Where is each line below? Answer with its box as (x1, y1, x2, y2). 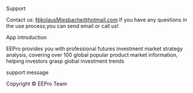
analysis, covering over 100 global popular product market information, (6, 51, 178, 58)
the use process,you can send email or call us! (6, 23, 119, 29)
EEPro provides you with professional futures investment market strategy (6, 45, 184, 52)
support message (6, 69, 49, 75)
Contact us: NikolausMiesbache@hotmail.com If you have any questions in (6, 16, 187, 23)
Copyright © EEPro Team (6, 80, 68, 87)
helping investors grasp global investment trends (6, 58, 125, 64)
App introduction (6, 34, 47, 40)
